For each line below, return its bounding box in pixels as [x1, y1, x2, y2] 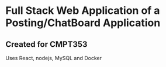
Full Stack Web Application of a [5, 4, 160, 17]
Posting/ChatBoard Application [5, 16, 161, 29]
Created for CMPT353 [5, 39, 88, 49]
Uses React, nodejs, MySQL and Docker [5, 55, 102, 61]
